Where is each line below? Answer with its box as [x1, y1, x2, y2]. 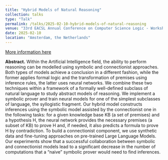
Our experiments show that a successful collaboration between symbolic [5, 138, 155, 144]
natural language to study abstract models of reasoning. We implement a [5, 90, 155, 96]
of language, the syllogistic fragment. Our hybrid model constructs [5, 101, 142, 107]
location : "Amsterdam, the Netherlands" [5, 35, 91, 40]
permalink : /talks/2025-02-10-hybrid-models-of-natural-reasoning [5, 21, 146, 26]
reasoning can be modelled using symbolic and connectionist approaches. [5, 63, 159, 70]
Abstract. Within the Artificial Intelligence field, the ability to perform [5, 58, 146, 64]
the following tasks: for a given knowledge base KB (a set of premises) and [5, 111, 160, 117]
